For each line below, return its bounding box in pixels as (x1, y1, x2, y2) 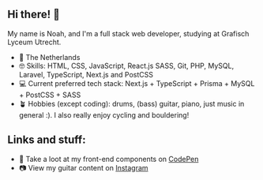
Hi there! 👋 (7, 8, 61, 21)
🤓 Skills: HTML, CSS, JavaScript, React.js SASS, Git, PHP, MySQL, (18, 61, 235, 70)
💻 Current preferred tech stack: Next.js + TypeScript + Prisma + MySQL (18, 78, 255, 88)
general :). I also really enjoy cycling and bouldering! (18, 110, 190, 119)
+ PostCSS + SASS (18, 90, 81, 99)
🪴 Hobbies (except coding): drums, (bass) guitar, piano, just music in (18, 99, 245, 108)
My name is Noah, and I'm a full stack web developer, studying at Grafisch (7, 28, 250, 38)
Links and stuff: (7, 133, 86, 147)
